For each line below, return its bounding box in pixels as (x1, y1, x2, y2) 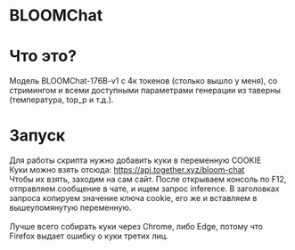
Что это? (9, 46, 78, 67)
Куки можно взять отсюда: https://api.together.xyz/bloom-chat (9, 165, 245, 175)
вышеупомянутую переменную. (9, 202, 132, 214)
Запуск (9, 125, 66, 146)
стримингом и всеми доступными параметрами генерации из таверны (9, 85, 281, 96)
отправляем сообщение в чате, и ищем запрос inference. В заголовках (9, 183, 280, 194)
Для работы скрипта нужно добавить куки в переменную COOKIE (9, 155, 262, 165)
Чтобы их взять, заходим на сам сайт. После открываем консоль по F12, (9, 174, 287, 185)
